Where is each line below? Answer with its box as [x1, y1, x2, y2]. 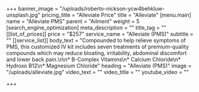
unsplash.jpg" [6, 11, 41, 19]
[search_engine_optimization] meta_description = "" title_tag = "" [6, 24, 167, 31]
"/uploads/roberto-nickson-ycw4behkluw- [59, 5, 165, 12]
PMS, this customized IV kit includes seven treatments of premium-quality [6, 43, 189, 50]
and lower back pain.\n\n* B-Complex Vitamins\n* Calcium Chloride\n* [6, 56, 181, 63]
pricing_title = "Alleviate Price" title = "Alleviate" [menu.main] [41, 11, 192, 19]
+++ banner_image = [6, 5, 59, 12]
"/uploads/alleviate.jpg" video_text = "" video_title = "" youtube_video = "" [6, 69, 189, 75]
